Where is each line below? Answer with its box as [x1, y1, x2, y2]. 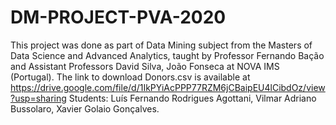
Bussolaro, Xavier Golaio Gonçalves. [10, 102, 160, 115]
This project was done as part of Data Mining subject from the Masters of [10, 39, 313, 51]
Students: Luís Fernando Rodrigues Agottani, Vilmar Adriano [68, 92, 317, 104]
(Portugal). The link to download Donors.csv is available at [10, 71, 251, 83]
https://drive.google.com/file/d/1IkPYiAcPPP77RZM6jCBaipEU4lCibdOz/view [10, 81, 326, 93]
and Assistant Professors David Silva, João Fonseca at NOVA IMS [10, 60, 280, 72]
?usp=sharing [10, 92, 67, 104]
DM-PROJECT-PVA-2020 [10, 6, 227, 29]
